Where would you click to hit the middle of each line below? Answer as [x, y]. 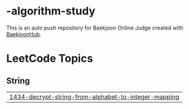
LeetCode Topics [50, 59]
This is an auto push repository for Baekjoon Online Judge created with [95, 28]
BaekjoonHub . [24, 34]
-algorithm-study [51, 11]
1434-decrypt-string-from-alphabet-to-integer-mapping [94, 96]
